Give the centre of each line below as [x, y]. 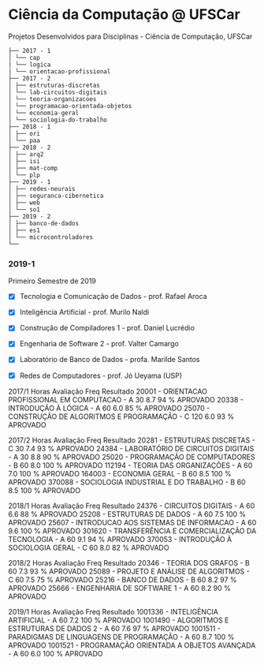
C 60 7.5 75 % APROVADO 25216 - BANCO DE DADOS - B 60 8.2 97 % [123, 579]
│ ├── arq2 [26, 154]
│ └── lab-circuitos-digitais [58, 92]
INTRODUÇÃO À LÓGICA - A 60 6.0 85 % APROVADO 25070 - [109, 408]
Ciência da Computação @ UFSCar [124, 15]
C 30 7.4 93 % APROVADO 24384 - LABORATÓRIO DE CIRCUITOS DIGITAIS [131, 448]
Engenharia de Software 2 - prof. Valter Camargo [99, 344]
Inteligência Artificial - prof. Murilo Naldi [84, 312]
